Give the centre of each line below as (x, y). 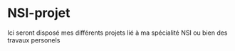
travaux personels (34, 40)
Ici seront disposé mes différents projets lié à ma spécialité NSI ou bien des (117, 33)
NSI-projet (39, 13)
